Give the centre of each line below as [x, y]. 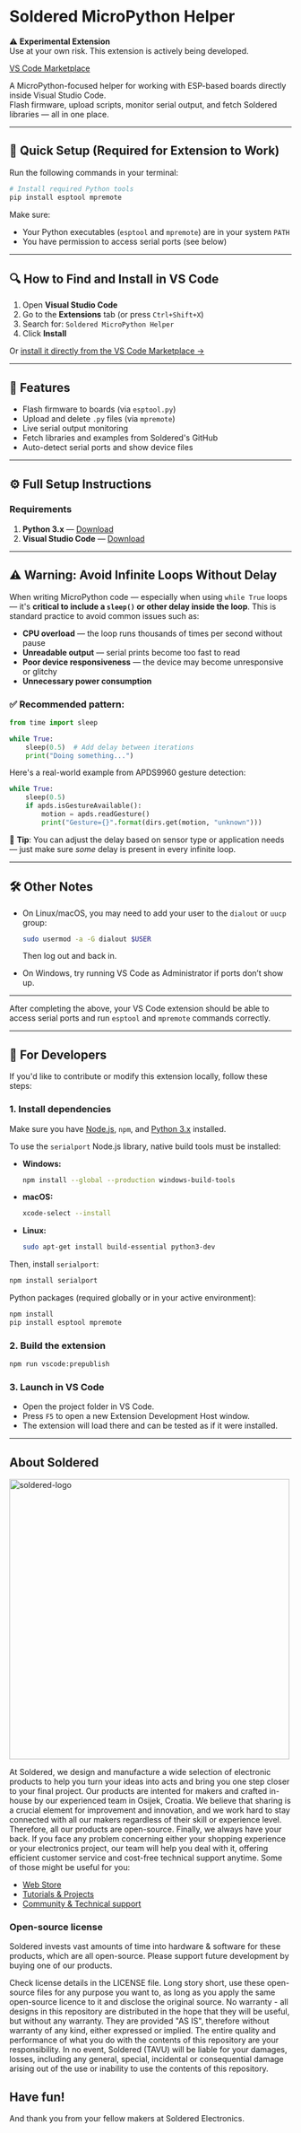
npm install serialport [54, 1281]
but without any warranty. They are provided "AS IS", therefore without [140, 2021]
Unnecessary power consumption [87, 681]
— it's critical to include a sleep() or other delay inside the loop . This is [143, 606]
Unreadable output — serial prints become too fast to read [131, 652]
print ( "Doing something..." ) [80, 755]
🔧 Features [40, 387]
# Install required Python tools [72, 189]
